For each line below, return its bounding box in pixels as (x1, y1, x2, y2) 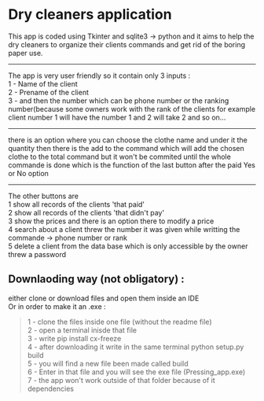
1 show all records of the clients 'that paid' (8, 199, 145, 209)
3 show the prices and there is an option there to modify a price (8, 216, 214, 226)
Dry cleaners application (8, 6, 172, 24)
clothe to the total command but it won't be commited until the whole (8, 152, 232, 161)
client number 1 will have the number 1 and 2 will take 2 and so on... (8, 112, 226, 122)
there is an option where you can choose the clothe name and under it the (8, 135, 247, 145)
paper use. (8, 48, 43, 57)
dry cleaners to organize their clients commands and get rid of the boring (8, 39, 246, 49)
